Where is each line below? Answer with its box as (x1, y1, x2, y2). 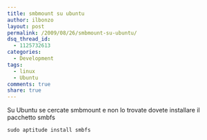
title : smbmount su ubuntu (7, 10, 85, 17)
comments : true (7, 81, 51, 88)
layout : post (7, 23, 45, 30)
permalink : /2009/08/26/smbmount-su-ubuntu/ (7, 29, 137, 37)
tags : (7, 61, 23, 68)
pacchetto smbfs (7, 113, 55, 121)
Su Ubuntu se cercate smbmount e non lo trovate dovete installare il (7, 106, 200, 114)
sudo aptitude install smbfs (7, 127, 91, 134)
